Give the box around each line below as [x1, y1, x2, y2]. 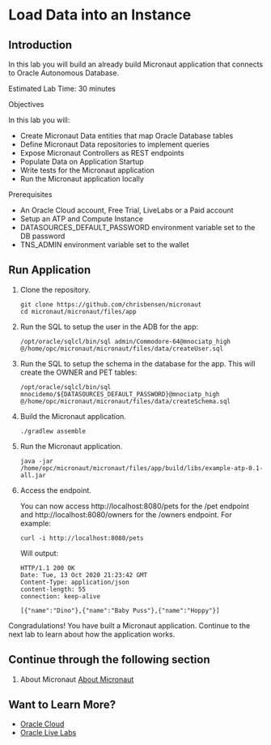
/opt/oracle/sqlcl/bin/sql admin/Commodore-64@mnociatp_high [19, 337, 231, 345]
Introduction [8, 38, 73, 52]
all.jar [19, 471, 46, 479]
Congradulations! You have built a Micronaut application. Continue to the [8, 620, 251, 630]
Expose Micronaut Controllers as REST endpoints [19, 148, 184, 157]
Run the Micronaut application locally [19, 174, 144, 183]
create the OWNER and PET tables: [19, 367, 138, 377]
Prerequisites [8, 190, 53, 199]
